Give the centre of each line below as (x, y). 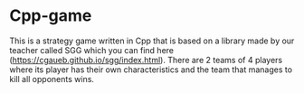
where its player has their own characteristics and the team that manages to (151, 70)
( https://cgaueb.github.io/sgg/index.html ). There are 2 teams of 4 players (146, 60)
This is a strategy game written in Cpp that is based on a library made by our (152, 41)
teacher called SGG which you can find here (92, 50)
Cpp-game (51, 16)
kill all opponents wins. (52, 79)
